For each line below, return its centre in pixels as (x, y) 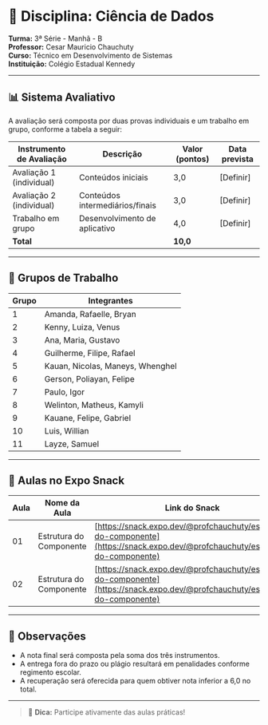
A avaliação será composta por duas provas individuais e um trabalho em (129, 121)
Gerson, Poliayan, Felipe (89, 378)
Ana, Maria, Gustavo (82, 340)
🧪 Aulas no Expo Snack (67, 480)
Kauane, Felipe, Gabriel (88, 418)
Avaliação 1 (34, 172)
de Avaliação (42, 159)
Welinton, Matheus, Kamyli (94, 405)
